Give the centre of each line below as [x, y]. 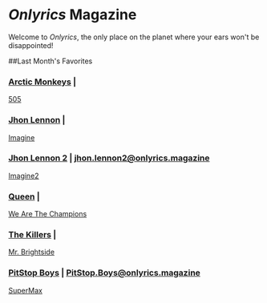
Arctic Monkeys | [42, 82]
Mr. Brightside [31, 252]
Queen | [24, 196]
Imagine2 [24, 176]
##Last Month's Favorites [51, 61]
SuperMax [25, 290]
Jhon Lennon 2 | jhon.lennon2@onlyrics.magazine [109, 158]
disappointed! [31, 45]
